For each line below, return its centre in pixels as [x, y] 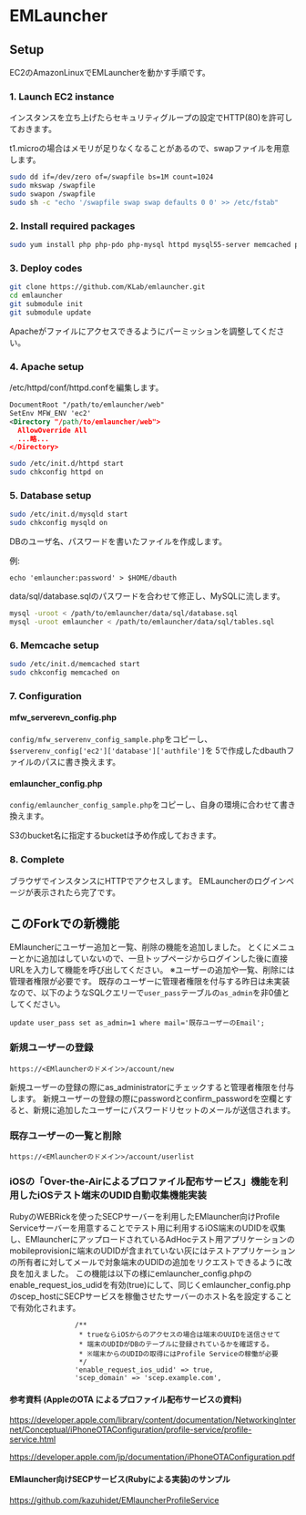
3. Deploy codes [46, 268]
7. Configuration [46, 696]
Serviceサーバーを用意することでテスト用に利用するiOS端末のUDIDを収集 [148, 1228]
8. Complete [37, 860]
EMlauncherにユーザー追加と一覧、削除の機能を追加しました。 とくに [140, 947]
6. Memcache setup [54, 645]
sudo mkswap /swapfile [52, 186]
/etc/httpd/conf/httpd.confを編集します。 [87, 387]
